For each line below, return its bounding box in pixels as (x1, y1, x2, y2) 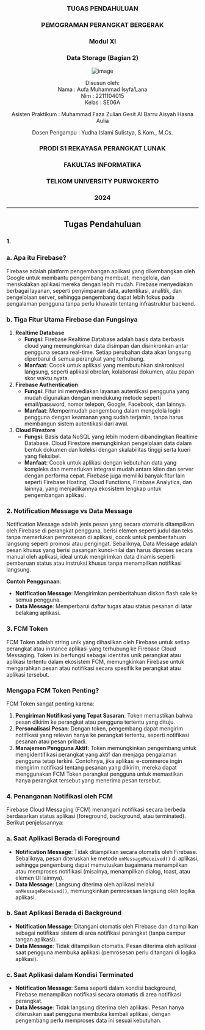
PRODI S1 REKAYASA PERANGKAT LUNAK (39, 144, 166, 152)
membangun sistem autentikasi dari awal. (24, 420, 129, 427)
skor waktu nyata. (24, 375, 70, 382)
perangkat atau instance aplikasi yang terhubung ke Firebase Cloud (6, 645, 176, 652)
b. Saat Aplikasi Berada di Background (6, 909, 122, 918)
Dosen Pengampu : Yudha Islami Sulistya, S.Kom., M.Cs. (32, 129, 173, 136)
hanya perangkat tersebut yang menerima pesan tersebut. (15, 776, 162, 784)
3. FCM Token (6, 625, 48, 633)
